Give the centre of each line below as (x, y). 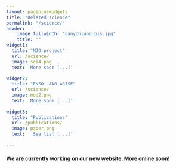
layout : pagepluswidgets (37, 12)
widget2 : (17, 78)
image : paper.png (33, 129)
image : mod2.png (32, 95)
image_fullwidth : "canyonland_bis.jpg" (67, 34)
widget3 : (17, 112)
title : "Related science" (38, 17)
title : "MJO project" (38, 51)
